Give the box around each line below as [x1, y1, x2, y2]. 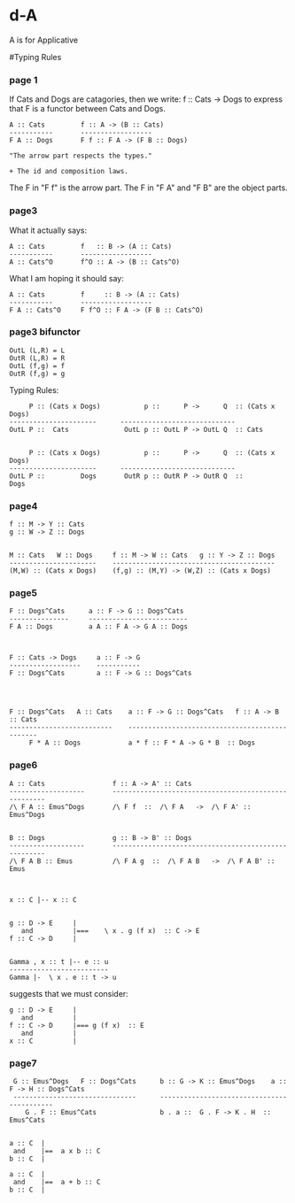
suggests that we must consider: [9, 988, 128, 999]
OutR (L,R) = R [9, 353, 66, 363]
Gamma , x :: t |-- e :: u [9, 957, 109, 966]
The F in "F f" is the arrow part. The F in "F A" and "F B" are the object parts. [9, 182, 288, 193]
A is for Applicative [9, 35, 78, 45]
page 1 [9, 73, 38, 86]
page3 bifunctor [9, 326, 82, 338]
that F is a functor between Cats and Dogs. [9, 104, 166, 114]
